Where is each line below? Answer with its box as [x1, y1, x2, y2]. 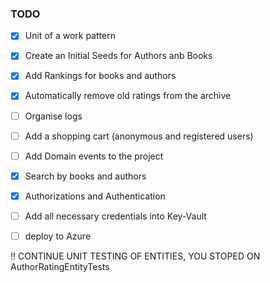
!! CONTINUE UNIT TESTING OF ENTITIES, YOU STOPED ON [10, 250, 261, 262]
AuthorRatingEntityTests [10, 260, 110, 272]
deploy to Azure [24, 230, 92, 242]
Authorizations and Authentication [24, 190, 166, 202]
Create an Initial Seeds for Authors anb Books [24, 50, 213, 62]
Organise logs [24, 110, 83, 122]
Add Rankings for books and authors [24, 70, 177, 82]
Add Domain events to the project [24, 150, 164, 162]
